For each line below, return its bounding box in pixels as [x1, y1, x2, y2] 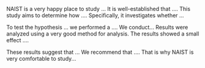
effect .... [6, 37, 29, 43]
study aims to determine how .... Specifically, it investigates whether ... [6, 12, 184, 19]
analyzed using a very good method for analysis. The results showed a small [6, 30, 199, 37]
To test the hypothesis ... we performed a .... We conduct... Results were [6, 24, 188, 31]
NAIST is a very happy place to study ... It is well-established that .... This [6, 6, 191, 12]
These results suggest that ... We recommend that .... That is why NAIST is [6, 48, 194, 56]
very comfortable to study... [6, 55, 76, 62]
